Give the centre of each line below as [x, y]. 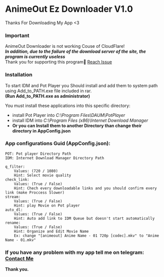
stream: [13, 197]
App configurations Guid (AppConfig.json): [58, 143]
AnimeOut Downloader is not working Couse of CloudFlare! [65, 46]
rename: [13, 223]
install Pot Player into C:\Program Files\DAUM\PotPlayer [68, 115]
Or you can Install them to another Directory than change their [77, 125]
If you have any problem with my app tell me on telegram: [75, 252]
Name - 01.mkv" [21, 240]
